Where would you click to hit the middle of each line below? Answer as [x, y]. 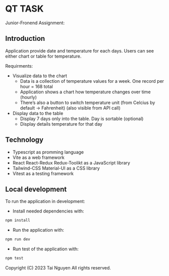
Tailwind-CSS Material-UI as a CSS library [56, 168]
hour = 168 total [36, 86]
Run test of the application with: [46, 249]
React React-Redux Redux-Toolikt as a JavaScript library [71, 162]
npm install [18, 220]
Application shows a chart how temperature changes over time [85, 92]
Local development [36, 189]
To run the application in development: [45, 201]
